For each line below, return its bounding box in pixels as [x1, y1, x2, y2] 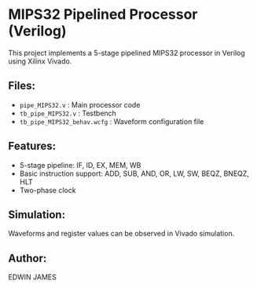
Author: [8, 251, 47, 264]
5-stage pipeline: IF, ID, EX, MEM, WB [19, 160, 141, 170]
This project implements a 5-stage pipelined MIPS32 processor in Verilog [8, 48, 245, 57]
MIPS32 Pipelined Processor [8, 5, 198, 24]
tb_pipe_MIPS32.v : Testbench [19, 108, 116, 118]
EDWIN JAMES [8, 272, 57, 282]
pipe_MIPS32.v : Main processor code [19, 100, 141, 109]
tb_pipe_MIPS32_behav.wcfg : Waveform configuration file [19, 116, 204, 126]
